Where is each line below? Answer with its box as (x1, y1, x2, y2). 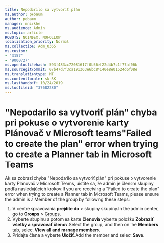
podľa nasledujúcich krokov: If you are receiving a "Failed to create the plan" (5, 186, 160, 192)
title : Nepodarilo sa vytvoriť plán (5, 7, 80, 12)
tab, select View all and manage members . (12, 227, 101, 233)
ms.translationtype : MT (5, 72, 54, 77)
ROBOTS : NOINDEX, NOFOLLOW (5, 35, 61, 40)
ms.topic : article (5, 30, 43, 35)
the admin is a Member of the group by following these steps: (5, 196, 130, 202)
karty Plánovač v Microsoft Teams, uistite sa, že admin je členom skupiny (5, 181, 154, 187)
